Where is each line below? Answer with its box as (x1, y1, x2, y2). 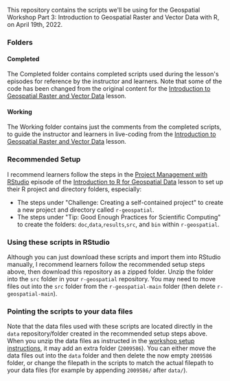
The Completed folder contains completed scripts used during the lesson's (7, 70, 219, 78)
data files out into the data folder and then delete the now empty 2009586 (7, 351, 213, 360)
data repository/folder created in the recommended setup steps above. (7, 329, 208, 338)
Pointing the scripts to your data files (7, 306, 133, 316)
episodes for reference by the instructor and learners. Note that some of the (7, 77, 222, 85)
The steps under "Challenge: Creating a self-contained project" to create (16, 198, 224, 206)
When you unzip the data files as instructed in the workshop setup (7, 337, 195, 345)
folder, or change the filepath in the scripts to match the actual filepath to (7, 359, 214, 367)
